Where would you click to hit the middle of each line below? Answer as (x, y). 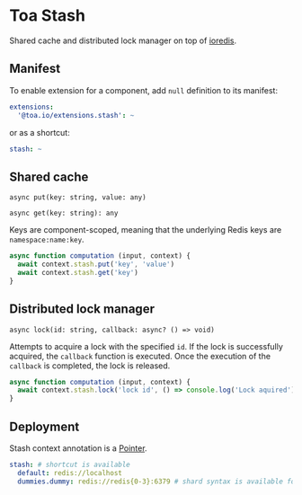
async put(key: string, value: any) (78, 198)
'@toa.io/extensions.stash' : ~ (76, 115)
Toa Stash (47, 16)
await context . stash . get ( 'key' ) (78, 272)
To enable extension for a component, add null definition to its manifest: (144, 90)
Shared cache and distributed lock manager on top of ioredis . (123, 40)
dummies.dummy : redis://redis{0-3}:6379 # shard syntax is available (150, 482)
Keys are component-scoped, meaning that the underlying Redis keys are (146, 230)
